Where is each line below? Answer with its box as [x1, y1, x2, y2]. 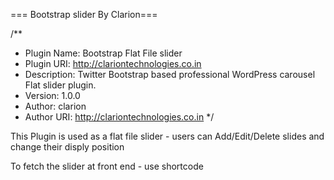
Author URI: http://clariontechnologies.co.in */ [24, 111, 215, 123]
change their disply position [10, 141, 125, 153]
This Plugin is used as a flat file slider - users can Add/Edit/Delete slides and [10, 130, 325, 142]
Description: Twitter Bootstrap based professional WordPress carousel [24, 69, 316, 80]
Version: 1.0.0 [24, 90, 81, 101]
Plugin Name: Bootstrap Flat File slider [24, 47, 183, 59]
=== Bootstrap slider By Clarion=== [10, 9, 158, 20]
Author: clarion [24, 100, 87, 112]
